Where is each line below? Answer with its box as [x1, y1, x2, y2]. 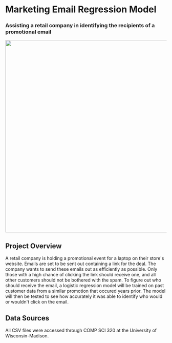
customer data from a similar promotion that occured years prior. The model [5, 288, 166, 294]
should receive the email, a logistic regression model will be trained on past [5, 283, 164, 289]
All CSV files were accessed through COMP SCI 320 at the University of [5, 327, 157, 334]
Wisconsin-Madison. [5, 333, 49, 339]
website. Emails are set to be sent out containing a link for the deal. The [5, 260, 156, 267]
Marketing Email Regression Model [5, 4, 157, 15]
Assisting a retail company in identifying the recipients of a [5, 22, 155, 29]
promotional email [5, 28, 52, 35]
